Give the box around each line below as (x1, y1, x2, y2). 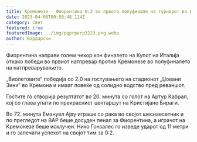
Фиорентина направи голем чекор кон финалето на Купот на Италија (6, 52, 180, 58)
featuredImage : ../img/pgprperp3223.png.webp (6, 30, 119, 36)
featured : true (6, 25, 43, 31)
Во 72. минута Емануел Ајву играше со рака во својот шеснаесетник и (6, 110, 184, 117)
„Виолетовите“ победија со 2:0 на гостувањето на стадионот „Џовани (6, 75, 181, 82)
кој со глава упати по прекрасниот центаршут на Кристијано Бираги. (6, 99, 179, 106)
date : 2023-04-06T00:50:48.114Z (6, 14, 85, 20)
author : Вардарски (6, 36, 51, 41)
